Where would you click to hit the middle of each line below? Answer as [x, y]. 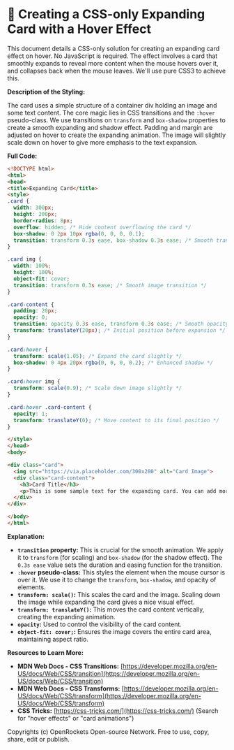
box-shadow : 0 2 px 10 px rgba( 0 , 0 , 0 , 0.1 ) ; [79, 233]
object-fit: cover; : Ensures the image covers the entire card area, [114, 631]
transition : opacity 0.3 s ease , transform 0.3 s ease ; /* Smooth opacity [121, 324]
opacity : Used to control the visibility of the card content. [100, 624]
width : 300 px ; [34, 208]
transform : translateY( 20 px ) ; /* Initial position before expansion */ [120, 331]
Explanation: [26, 536]
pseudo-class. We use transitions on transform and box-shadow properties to [117, 120]
